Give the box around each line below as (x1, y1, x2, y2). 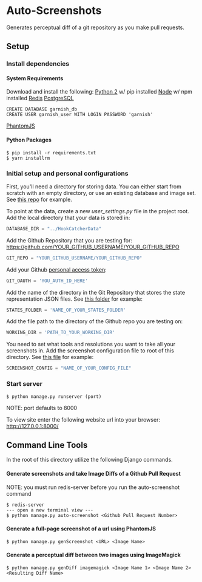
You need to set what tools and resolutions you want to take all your (6, 341, 176, 348)
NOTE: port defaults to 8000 (6, 404, 78, 411)
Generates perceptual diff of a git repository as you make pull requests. (6, 24, 185, 31)
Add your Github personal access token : (6, 265, 107, 273)
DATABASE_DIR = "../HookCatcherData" (6, 225, 102, 231)
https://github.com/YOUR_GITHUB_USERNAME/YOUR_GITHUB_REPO (6, 243, 180, 250)
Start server (6, 380, 42, 388)
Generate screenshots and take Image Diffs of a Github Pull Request (6, 470, 181, 477)
